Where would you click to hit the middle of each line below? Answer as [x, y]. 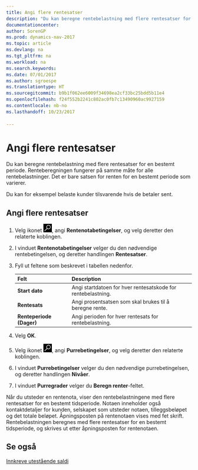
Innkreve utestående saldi [37, 461]
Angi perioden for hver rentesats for [115, 316]
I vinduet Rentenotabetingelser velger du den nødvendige [86, 248]
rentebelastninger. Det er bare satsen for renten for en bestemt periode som [98, 177]
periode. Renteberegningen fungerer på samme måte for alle [80, 170]
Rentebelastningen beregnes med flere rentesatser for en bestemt [86, 422]
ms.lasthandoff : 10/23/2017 [41, 112]
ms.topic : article [29, 44]
